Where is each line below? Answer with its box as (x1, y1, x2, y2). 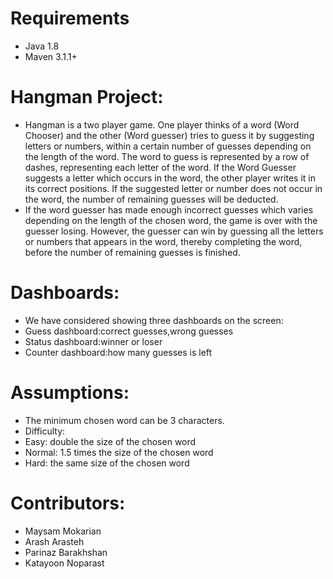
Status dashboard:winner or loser (24, 335, 163, 347)
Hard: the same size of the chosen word (24, 457, 190, 469)
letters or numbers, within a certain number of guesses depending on (24, 140, 312, 152)
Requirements (10, 7, 130, 30)
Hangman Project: (10, 86, 164, 109)
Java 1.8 (24, 40, 60, 52)
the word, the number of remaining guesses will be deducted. (24, 193, 279, 205)
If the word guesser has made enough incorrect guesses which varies (24, 203, 314, 216)
